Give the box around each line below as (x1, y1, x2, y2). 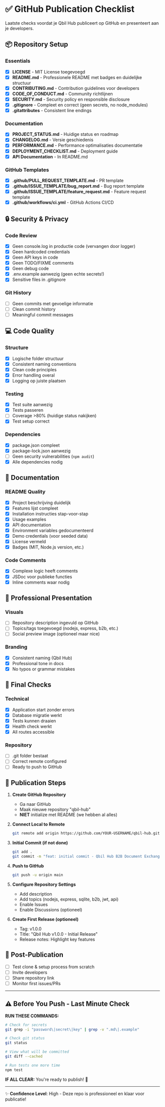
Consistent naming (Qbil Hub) (12, 655, 73, 661)
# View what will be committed (5, 1049, 69, 1055)
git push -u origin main (12, 872, 63, 877)
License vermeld (12, 539, 46, 545)
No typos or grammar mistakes (12, 666, 75, 672)
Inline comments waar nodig (12, 579, 70, 585)
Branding (5, 643, 28, 650)
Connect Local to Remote (12, 821, 65, 828)
